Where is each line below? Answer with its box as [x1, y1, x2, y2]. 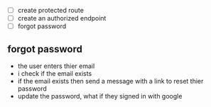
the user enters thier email [17, 62, 95, 70]
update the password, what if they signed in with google [17, 92, 183, 100]
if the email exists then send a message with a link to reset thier [17, 77, 204, 85]
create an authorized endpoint [17, 14, 107, 23]
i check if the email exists [17, 69, 92, 77]
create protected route [17, 6, 84, 14]
